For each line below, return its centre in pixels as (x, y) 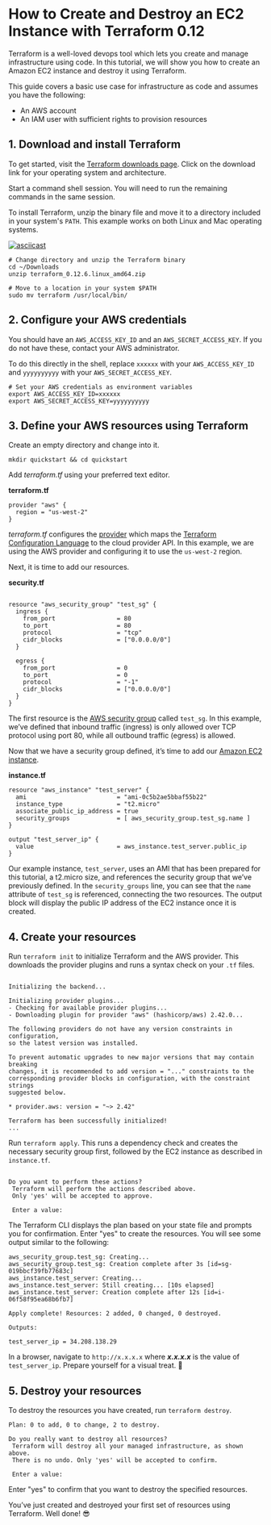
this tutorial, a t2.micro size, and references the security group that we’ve (130, 877)
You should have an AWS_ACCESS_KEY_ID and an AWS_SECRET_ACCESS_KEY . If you (135, 339)
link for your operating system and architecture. (88, 172)
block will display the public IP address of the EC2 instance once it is (122, 903)
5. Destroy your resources (75, 1391)
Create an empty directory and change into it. (84, 445)
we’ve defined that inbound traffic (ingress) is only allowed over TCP (122, 727)
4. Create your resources (72, 937)
